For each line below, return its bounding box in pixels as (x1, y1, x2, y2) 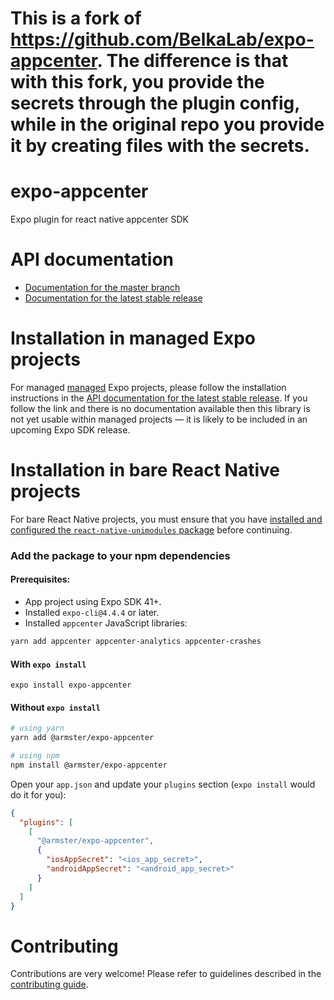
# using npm (10, 751, 60, 761)
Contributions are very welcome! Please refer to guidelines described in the (10, 968, 322, 980)
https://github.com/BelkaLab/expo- (10, 28, 315, 51)
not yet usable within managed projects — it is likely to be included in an (10, 413, 308, 425)
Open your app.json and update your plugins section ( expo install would (10, 778, 316, 790)
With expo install (10, 658, 87, 670)
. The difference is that (96, 50, 289, 72)
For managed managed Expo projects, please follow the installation (10, 382, 287, 393)
